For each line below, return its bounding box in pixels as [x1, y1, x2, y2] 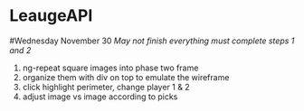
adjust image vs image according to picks [22, 91, 178, 102]
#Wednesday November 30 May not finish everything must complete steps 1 [9, 35, 295, 46]
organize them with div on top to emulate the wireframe [22, 71, 230, 82]
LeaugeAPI [9, 5, 93, 26]
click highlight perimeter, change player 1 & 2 [22, 81, 190, 92]
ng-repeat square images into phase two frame [22, 62, 199, 73]
